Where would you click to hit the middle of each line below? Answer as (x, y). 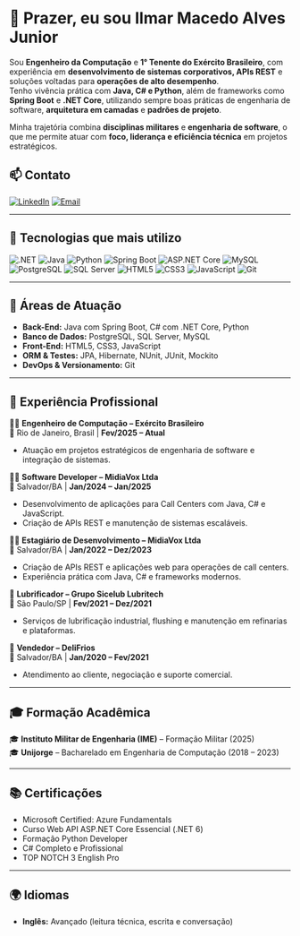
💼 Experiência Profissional (84, 402)
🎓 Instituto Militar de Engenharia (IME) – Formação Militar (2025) (132, 739)
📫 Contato (40, 175)
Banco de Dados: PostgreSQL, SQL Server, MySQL (116, 337)
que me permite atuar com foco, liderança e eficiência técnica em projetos (148, 136)
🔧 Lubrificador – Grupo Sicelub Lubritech (87, 594)
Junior (34, 37)
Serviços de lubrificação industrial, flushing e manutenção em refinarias (154, 621)
